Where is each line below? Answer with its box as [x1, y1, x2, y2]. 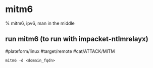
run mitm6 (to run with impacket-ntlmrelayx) [5, 35, 148, 43]
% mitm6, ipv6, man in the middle [5, 20, 75, 26]
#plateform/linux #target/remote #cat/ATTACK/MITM [5, 48, 115, 54]
